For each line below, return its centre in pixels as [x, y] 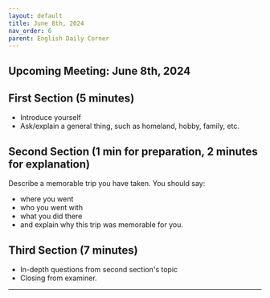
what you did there [51, 216]
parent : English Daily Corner [59, 38]
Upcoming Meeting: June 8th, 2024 [100, 70]
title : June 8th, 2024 [46, 23]
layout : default [35, 16]
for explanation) [49, 164]
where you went [47, 199]
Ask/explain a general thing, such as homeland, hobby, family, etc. [129, 126]
